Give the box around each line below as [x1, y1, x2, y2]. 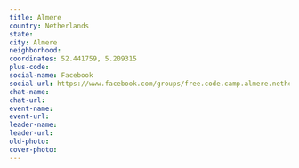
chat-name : [9, 87, 50, 96]
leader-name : [9, 121, 58, 130]
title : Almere [9, 12, 62, 22]
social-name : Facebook [9, 71, 93, 80]
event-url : [9, 112, 50, 121]
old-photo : [9, 137, 50, 146]
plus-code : [9, 63, 50, 72]
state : [9, 29, 34, 38]
